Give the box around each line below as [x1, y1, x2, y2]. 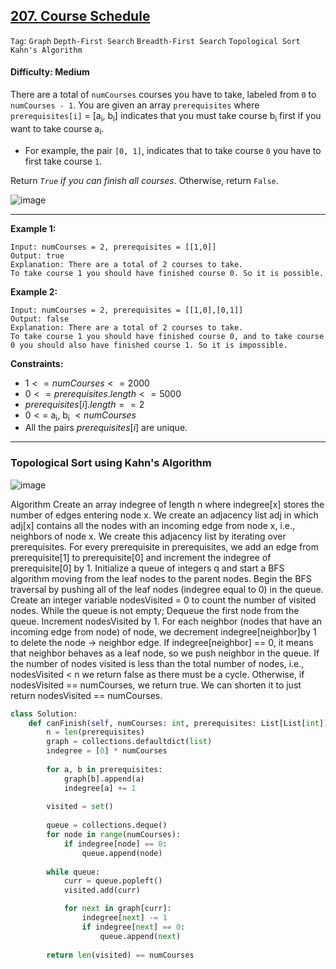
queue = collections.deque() [46, 820, 168, 831]
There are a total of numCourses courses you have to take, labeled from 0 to [10, 89, 317, 101]
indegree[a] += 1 [63, 783, 137, 793]
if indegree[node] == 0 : [63, 839, 168, 849]
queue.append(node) [81, 848, 163, 858]
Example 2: [10, 285, 58, 298]
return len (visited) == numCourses [46, 950, 195, 960]
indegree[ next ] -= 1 [81, 913, 168, 923]
